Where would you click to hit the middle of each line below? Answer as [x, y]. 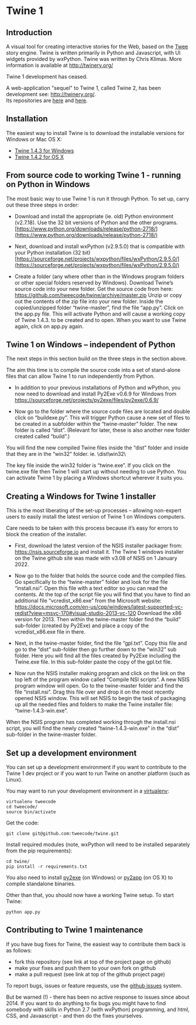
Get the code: [23, 823]
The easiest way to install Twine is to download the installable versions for [95, 133]
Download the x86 [159, 613]
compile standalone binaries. [41, 884]
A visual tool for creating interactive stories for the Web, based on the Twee [97, 46]
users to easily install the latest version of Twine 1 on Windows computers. [96, 517]
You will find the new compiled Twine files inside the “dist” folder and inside [97, 448]
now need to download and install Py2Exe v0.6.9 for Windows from [95, 394]
